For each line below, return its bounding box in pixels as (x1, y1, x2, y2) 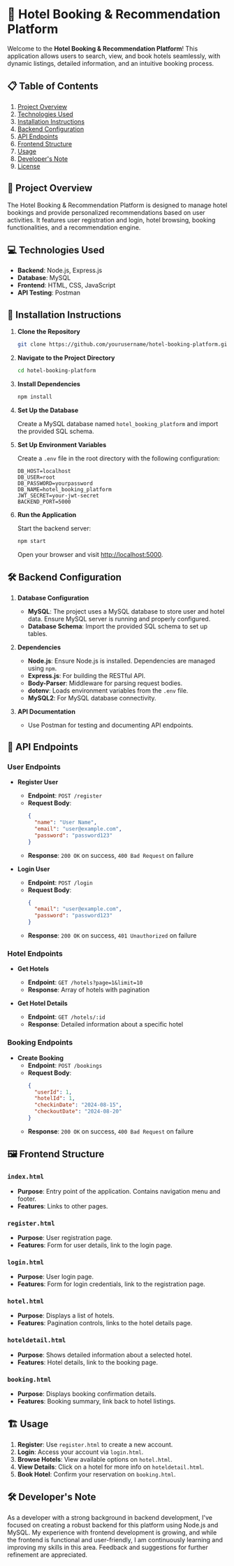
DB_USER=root (17, 474, 56, 481)
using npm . (27, 664, 57, 672)
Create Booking (17, 1053, 64, 1062)
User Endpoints (7, 762, 61, 772)
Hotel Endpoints (7, 948, 63, 958)
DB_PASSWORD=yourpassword (17, 479, 93, 487)
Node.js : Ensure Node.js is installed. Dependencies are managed (27, 656, 215, 665)
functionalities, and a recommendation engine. (7, 223, 141, 232)
